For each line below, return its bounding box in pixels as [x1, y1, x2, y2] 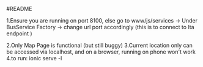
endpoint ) [6, 30, 32, 37]
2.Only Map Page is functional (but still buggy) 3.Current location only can [6, 42, 193, 49]
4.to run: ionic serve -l [6, 55, 62, 62]
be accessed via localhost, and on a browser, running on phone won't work [6, 48, 196, 55]
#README [6, 5, 32, 12]
